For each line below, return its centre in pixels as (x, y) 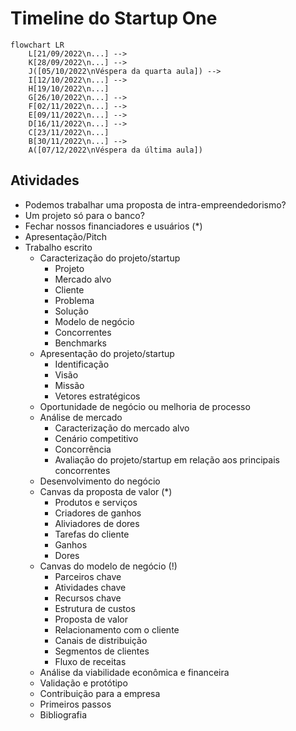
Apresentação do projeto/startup (107, 353)
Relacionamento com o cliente (117, 629)
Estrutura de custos (95, 608)
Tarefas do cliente (92, 534)
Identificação (82, 364)
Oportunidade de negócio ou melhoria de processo (145, 406)
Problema (74, 300)
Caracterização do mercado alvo (122, 428)
